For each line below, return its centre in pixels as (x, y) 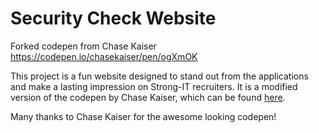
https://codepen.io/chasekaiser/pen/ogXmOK (104, 56)
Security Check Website (113, 18)
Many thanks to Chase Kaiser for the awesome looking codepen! (143, 116)
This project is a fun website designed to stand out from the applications (159, 76)
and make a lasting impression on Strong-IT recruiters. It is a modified (154, 86)
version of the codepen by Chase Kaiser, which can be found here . (148, 97)
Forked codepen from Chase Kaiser (83, 46)
